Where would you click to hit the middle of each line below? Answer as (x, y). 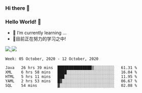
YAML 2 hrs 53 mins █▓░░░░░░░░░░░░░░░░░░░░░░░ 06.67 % (71, 81)
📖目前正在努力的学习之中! (39, 39)
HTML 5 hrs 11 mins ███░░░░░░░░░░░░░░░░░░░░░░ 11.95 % (71, 77)
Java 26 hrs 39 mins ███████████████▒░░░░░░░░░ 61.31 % (71, 68)
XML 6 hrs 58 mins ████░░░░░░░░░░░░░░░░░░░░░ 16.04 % (71, 72)
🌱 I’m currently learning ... (40, 33)
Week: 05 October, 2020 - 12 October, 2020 (52, 59)
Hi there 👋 (18, 8)
